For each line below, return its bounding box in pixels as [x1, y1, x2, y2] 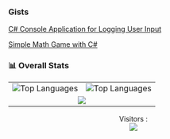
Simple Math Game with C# [8, 40, 98, 49]
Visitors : [118, 114, 149, 123]
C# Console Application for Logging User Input [8, 25, 162, 34]
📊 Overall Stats [8, 60, 70, 71]
